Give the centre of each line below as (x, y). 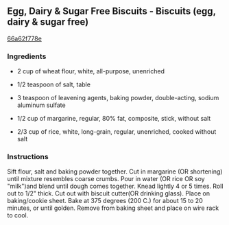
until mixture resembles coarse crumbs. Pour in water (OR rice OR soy (106, 179)
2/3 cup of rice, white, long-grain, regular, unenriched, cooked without (117, 132)
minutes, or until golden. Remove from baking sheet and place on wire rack (113, 208)
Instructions (28, 157)
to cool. (18, 215)
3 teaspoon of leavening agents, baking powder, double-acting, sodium (118, 98)
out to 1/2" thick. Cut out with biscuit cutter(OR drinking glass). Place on (109, 193)
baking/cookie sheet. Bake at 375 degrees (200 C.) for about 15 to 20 (105, 201)
